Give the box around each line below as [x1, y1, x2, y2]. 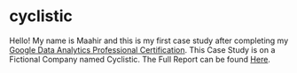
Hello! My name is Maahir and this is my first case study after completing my [9, 35, 289, 46]
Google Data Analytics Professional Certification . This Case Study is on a [9, 44, 276, 55]
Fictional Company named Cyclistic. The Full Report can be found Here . [9, 54, 270, 64]
